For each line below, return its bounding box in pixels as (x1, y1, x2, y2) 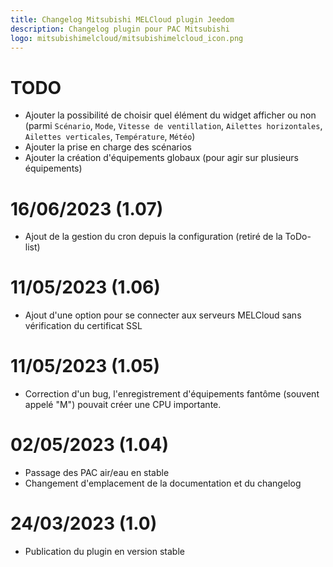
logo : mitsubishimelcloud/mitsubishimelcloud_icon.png (10, 33, 244, 43)
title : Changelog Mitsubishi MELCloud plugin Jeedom (10, 14, 235, 25)
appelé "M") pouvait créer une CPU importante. (24, 399, 222, 411)
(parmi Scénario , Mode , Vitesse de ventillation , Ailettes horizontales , (24, 120, 323, 132)
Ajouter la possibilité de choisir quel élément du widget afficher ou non (24, 109, 317, 121)
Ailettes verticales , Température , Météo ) (24, 131, 196, 143)
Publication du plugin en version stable (24, 546, 185, 557)
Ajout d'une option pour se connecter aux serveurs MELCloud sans (24, 309, 302, 321)
